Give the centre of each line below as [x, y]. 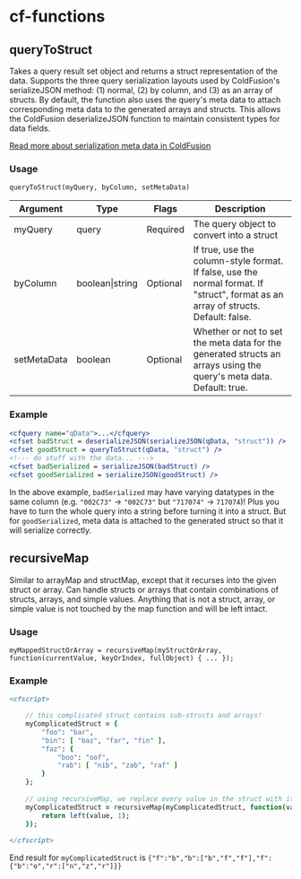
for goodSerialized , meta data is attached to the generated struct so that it [146, 520]
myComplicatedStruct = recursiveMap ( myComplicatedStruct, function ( [156, 807]
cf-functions [57, 17]
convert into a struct [236, 235]
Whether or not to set [238, 332]
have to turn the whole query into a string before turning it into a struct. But [148, 511]
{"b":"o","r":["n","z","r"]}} [66, 866]
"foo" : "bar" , [68, 732]
